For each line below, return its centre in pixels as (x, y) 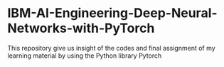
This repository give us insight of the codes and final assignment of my (111, 48)
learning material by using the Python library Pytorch (85, 56)
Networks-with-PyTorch (81, 28)
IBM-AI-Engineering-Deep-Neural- (113, 13)
